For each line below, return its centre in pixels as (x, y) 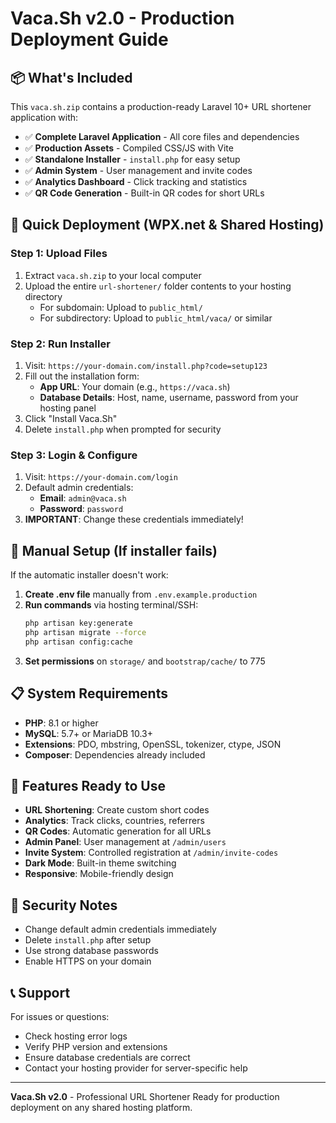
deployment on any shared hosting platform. (101, 1107)
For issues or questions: (60, 1016)
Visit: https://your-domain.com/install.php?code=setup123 (146, 365)
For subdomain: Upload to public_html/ (121, 307)
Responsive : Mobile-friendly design (99, 874)
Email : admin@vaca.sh (83, 498)
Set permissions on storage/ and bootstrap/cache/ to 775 (145, 661)
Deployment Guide (89, 39)
